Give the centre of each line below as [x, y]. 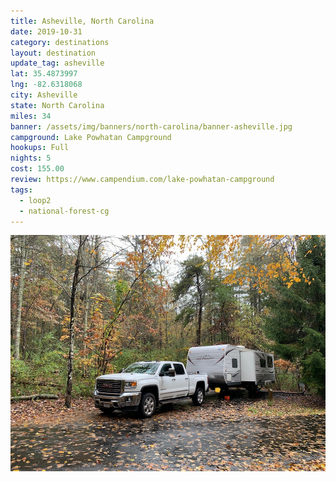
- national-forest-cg [64, 211]
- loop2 [35, 200]
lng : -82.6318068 [46, 85]
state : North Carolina [57, 105]
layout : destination [53, 53]
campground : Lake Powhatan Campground [91, 137]
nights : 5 [31, 158]
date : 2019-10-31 [46, 31]
